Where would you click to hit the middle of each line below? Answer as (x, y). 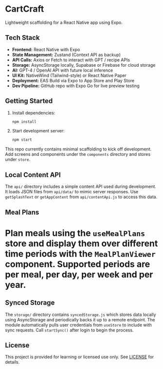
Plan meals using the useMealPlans (75, 233)
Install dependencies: (34, 112)
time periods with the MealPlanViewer (80, 254)
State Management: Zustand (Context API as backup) (66, 55)
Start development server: (38, 131)
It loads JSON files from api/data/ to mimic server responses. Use (72, 192)
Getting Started (29, 101)
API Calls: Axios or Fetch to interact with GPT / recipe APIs (71, 60)
